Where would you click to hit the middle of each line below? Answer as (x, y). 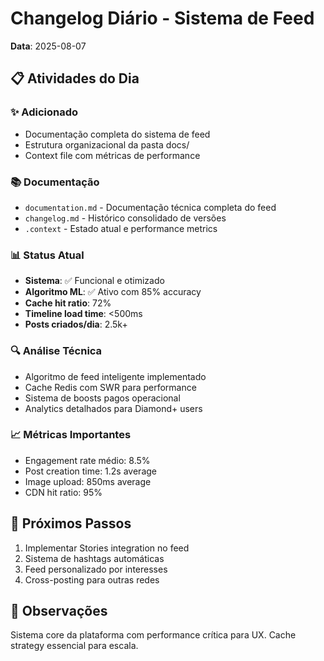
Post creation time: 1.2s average (90, 471)
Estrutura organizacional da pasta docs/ (107, 144)
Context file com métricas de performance (112, 155)
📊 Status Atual (47, 255)
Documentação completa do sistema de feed (117, 134)
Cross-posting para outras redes (92, 579)
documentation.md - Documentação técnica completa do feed (150, 207)
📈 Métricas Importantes (71, 435)
